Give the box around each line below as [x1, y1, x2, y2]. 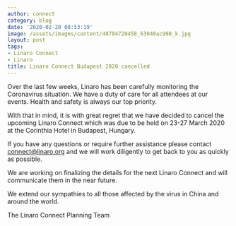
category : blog [7, 17, 52, 24]
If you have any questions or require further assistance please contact [7, 139, 212, 148]
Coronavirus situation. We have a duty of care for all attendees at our [7, 90, 208, 98]
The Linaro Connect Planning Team [7, 210, 110, 219]
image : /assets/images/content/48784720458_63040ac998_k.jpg [7, 30, 191, 37]
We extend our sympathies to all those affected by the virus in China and [7, 189, 219, 198]
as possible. [7, 155, 42, 163]
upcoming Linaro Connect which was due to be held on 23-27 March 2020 [7, 118, 225, 127]
